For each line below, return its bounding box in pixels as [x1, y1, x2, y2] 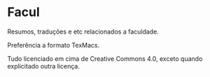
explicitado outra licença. [7, 62, 80, 70]
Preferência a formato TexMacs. [7, 41, 100, 49]
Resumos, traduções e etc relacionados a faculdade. [7, 27, 159, 36]
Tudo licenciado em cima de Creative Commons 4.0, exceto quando [7, 54, 203, 63]
